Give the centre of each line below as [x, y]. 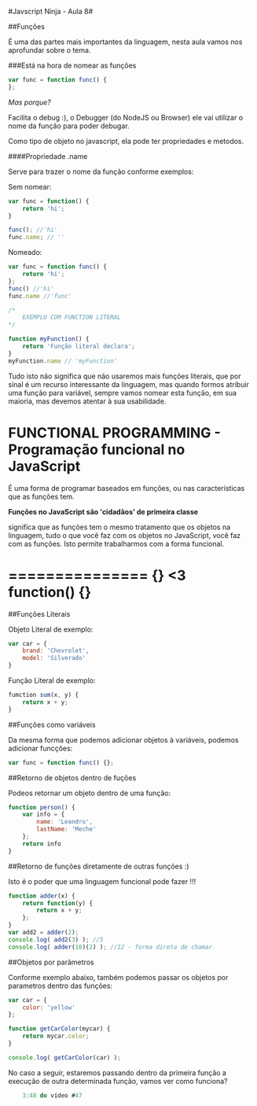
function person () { [42, 807]
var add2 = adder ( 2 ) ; [44, 932]
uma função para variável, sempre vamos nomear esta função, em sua [123, 393]
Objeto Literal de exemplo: [51, 629]
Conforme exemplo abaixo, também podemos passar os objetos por [118, 977]
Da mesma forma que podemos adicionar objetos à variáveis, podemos [123, 739]
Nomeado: [25, 253]
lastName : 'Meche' [66, 829]
